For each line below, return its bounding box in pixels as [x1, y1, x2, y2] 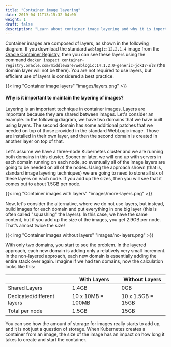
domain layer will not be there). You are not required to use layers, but [5, 67, 152, 74]
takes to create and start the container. [5, 337, 87, 343]
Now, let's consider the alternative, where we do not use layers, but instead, [5, 201, 164, 207]
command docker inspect [5, 57, 60, 63]
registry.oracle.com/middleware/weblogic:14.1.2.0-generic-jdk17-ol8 [5, 63, 156, 68]
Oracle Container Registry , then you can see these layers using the [5, 52, 146, 58]
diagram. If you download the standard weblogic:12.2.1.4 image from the [5, 46, 160, 52]
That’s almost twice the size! [5, 222, 65, 229]
